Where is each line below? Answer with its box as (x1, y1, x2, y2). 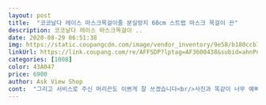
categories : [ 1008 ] (8, 56, 73, 64)
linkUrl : (8, 48, 37, 56)
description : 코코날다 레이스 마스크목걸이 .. (8, 26, 143, 34)
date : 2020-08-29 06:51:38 (8, 33, 97, 42)
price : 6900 (8, 70, 47, 78)
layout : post (8, 11, 51, 20)
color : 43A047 (8, 63, 55, 71)
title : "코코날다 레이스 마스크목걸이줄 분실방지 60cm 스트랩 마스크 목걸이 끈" (8, 19, 238, 27)
